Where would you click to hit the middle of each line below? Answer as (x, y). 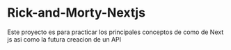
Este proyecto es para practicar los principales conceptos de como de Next (115, 32)
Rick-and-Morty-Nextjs (77, 13)
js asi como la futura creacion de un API (64, 39)
